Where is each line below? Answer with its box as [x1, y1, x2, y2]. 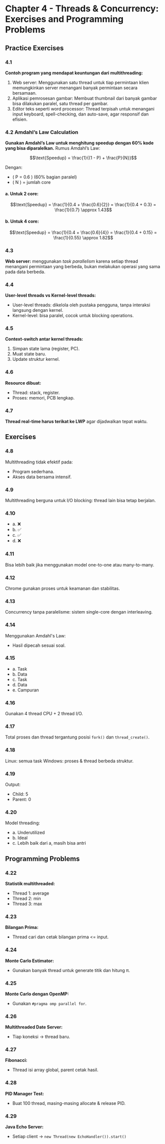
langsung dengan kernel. [12, 307, 63, 313]
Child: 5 [12, 791, 28, 797]
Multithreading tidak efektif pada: [5, 459, 73, 465]
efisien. [12, 116, 28, 122]
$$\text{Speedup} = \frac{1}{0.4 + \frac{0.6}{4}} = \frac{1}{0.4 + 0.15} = [9, 229, 157, 235]
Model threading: [5, 820, 41, 826]
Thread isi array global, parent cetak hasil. [12, 1067, 99, 1073]
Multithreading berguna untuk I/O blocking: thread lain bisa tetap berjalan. [5, 498, 156, 504]
